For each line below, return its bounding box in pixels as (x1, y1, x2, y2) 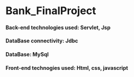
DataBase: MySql (5, 51, 49, 58)
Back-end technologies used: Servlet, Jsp (5, 24, 111, 31)
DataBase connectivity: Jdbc (5, 37, 79, 45)
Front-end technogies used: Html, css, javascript (5, 64, 128, 71)
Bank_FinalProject (5, 4, 97, 18)
